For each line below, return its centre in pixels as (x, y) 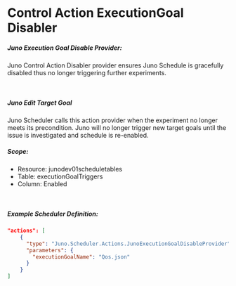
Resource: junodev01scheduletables (70, 169)
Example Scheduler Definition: (53, 214)
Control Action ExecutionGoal (96, 13)
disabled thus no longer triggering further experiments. (87, 73)
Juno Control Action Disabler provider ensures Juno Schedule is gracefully (116, 65)
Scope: (18, 151)
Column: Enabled (42, 184)
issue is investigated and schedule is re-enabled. (78, 136)
